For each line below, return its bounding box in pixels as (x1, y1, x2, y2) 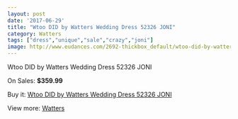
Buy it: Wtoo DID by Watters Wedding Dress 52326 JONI (7, 90, 172, 98)
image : (7, 43, 27, 50)
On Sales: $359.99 (7, 76, 63, 85)
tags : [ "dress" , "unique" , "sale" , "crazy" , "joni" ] (7, 37, 154, 44)
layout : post (7, 10, 46, 18)
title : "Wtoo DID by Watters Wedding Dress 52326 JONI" (7, 23, 176, 30)
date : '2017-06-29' (7, 17, 65, 24)
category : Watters (7, 30, 62, 38)
